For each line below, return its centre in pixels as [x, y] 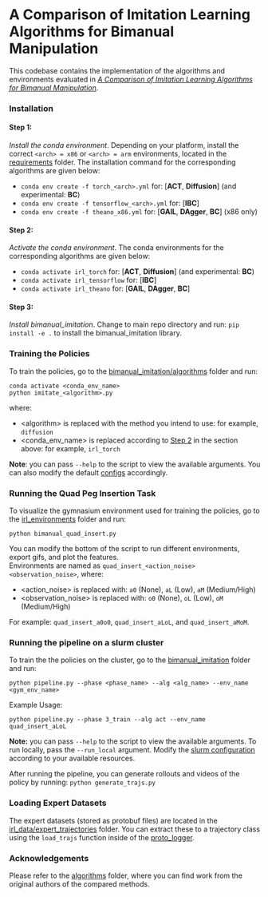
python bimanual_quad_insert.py [63, 534]
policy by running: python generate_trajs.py [83, 782]
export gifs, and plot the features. [64, 558]
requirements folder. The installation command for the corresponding [122, 162]
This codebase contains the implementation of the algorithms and [117, 70]
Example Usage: [36, 705]
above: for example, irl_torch [70, 448]
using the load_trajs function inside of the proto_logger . [102, 837]
